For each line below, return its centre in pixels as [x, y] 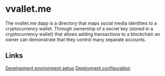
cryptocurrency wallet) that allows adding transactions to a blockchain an [83, 34]
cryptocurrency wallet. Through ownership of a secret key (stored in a [79, 28]
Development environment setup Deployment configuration [68, 68]
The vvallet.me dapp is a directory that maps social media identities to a [81, 23]
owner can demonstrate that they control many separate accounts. [76, 40]
